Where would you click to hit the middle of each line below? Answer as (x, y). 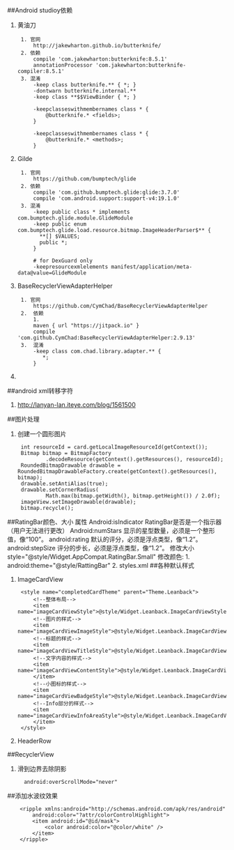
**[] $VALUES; (60, 236)
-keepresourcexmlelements (71, 267)
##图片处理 (23, 419)
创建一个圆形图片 (42, 434)
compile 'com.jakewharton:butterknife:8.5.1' (100, 59)
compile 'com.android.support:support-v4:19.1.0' (107, 199)
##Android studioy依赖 (40, 10)
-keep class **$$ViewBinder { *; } (85, 97)
